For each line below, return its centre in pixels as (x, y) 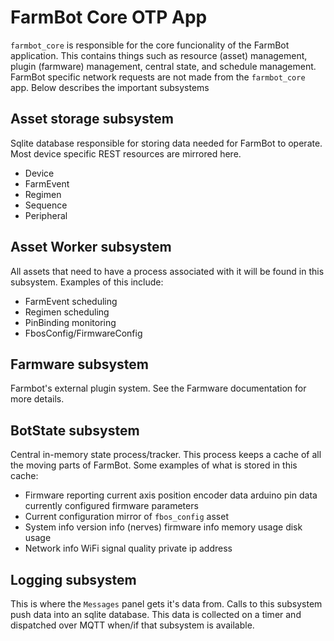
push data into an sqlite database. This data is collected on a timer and (156, 614)
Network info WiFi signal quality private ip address (128, 548)
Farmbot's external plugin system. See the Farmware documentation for (158, 388)
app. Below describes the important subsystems (110, 87)
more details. (37, 399)
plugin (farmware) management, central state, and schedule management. (163, 66)
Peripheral (46, 215)
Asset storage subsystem (92, 119)
